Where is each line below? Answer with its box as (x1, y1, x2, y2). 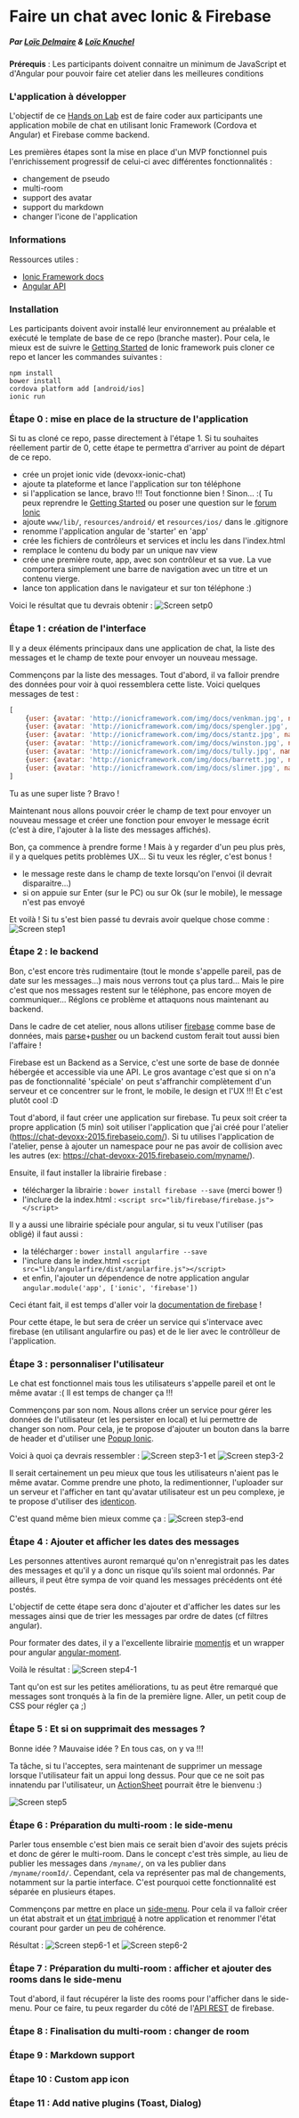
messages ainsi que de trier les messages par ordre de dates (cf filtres (9, 1611, 269, 1622)
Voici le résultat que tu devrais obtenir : (9, 600, 153, 611)
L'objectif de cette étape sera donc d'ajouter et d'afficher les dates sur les (9, 1601, 281, 1612)
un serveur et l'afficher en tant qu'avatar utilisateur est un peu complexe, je (9, 1486, 285, 1498)
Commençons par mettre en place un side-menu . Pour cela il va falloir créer (9, 1904, 287, 1914)
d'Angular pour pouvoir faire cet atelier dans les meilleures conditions (9, 69, 264, 79)
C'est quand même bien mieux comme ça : (9, 1513, 166, 1525)
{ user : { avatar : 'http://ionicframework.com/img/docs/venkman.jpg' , (25, 714, 285, 723)
